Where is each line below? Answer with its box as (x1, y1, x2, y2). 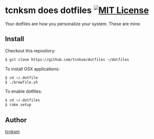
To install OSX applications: (5, 66, 60, 72)
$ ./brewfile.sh (5, 80, 38, 85)
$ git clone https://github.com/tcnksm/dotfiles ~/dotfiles (5, 57, 130, 62)
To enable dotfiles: (5, 89, 42, 94)
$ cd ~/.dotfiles (5, 98, 40, 103)
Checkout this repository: (5, 47, 56, 53)
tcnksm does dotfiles (5, 5, 92, 16)
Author (5, 116, 27, 124)
